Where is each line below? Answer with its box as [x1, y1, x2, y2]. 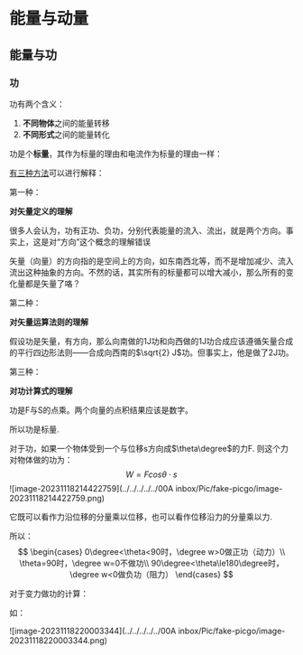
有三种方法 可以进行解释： [9, 167, 105, 178]
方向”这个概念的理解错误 [60, 236, 151, 247]
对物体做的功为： [9, 454, 73, 465]
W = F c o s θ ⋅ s [125, 469, 178, 480]
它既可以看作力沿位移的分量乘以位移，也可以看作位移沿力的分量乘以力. [9, 511, 273, 522]
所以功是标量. [9, 424, 60, 435]
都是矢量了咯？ [24, 277, 81, 289]
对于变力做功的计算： [9, 588, 88, 599]
